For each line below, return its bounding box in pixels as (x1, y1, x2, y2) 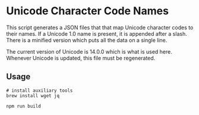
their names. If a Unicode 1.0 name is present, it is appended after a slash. (6, 30, 187, 37)
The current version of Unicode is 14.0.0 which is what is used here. (6, 48, 172, 55)
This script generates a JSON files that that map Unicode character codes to (6, 24, 194, 31)
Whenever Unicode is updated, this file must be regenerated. (6, 54, 156, 61)
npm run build (6, 103, 42, 109)
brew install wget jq (6, 92, 60, 99)
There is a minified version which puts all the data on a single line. (6, 36, 168, 43)
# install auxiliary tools (6, 88, 73, 94)
